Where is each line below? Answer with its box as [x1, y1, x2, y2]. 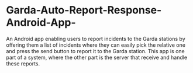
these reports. [6, 60, 40, 67]
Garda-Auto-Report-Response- [6, 4, 162, 17]
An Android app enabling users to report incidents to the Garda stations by [6, 35, 185, 42]
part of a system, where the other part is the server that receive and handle [6, 54, 188, 61]
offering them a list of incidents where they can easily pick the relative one [6, 41, 186, 48]
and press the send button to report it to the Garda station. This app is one [6, 47, 185, 54]
